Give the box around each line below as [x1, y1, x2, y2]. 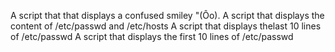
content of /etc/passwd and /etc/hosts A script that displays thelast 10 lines [10, 20, 322, 32]
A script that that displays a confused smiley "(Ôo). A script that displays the [10, 10, 325, 21]
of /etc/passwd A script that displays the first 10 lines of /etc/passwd [10, 31, 294, 42]
